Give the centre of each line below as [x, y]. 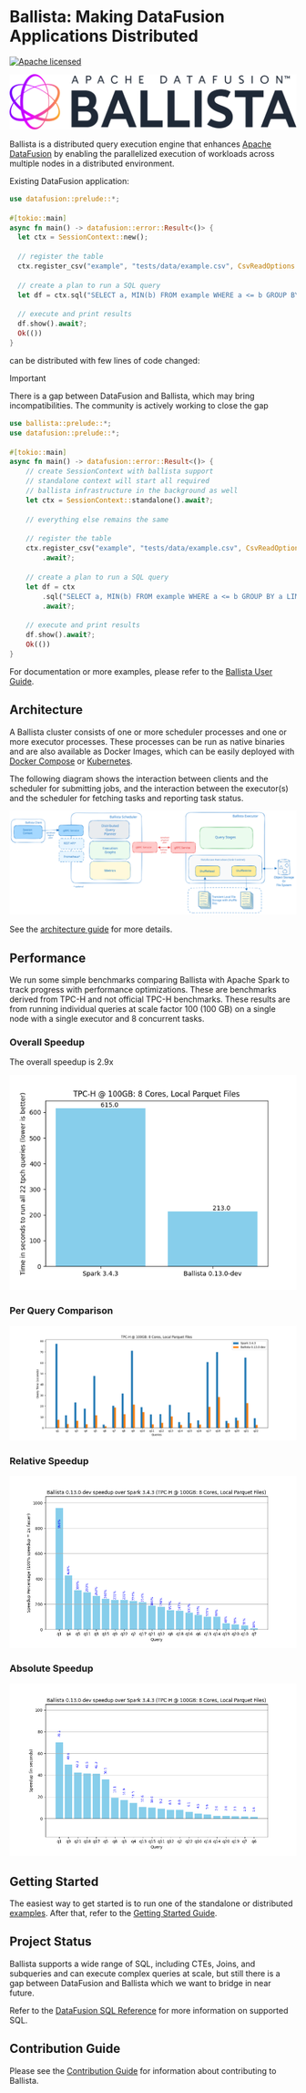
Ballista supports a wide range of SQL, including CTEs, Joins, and [133, 1964]
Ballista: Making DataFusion [117, 17]
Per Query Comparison [61, 1311]
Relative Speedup [49, 1460]
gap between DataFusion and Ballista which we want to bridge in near [140, 1983]
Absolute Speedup [51, 1668]
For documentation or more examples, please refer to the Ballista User [141, 671]
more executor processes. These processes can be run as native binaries [147, 741]
